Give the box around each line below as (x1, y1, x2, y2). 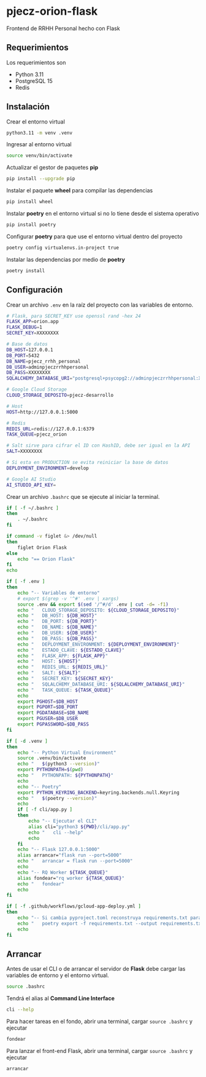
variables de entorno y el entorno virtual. (6, 972, 109, 979)
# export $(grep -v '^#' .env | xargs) (17, 595, 120, 601)
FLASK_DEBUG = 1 (6, 324, 43, 331)
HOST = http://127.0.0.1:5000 (6, 409, 78, 415)
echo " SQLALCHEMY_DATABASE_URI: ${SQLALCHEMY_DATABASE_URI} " (17, 681, 185, 687)
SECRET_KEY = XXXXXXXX (6, 330, 59, 336)
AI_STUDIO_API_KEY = (6, 482, 56, 488)
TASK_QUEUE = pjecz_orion (6, 431, 67, 437)
